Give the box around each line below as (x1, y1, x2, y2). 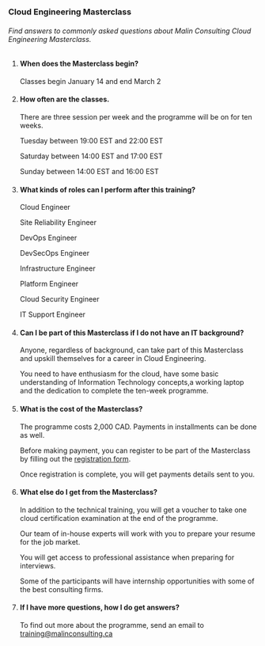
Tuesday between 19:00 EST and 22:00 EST (19, 135, 164, 145)
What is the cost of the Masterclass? (19, 404, 143, 413)
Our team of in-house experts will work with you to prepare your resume (19, 529, 256, 538)
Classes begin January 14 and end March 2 (19, 76, 161, 85)
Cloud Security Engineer (19, 294, 100, 304)
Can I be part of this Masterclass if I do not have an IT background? (19, 328, 244, 337)
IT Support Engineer (19, 310, 85, 319)
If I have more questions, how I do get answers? (19, 602, 180, 612)
